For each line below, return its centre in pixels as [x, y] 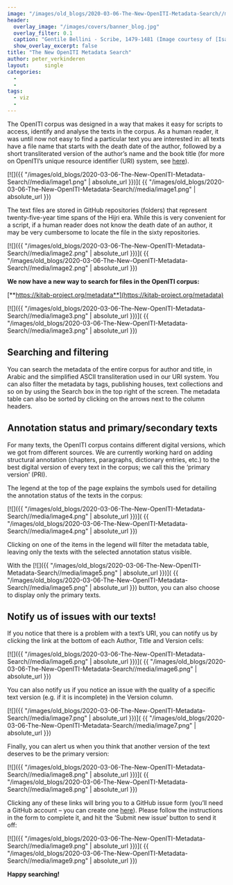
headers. [20, 406]
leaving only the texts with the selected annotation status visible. [100, 552]
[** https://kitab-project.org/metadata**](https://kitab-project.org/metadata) [115, 295]
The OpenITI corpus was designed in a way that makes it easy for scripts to [115, 124]
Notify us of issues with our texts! [82, 616]
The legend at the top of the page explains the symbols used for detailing [112, 488]
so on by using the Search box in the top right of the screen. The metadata [114, 391]
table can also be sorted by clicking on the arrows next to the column [106, 399]
